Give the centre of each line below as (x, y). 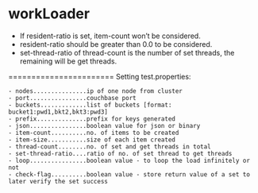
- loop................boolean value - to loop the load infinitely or (129, 160)
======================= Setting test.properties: (100, 76)
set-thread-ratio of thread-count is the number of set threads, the (127, 52)
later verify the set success (58, 181)
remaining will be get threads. (68, 61)
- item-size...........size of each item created (92, 140)
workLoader (49, 14)
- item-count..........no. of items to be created (94, 133)
